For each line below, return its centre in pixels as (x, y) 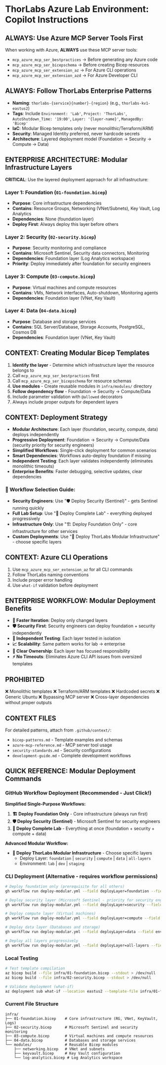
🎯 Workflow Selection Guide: (40, 490)
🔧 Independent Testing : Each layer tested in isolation (66, 638)
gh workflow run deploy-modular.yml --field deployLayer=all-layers (77, 945)
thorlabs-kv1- (136, 103)
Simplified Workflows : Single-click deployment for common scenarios (84, 451)
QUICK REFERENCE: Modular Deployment (70, 771)
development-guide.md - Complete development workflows (71, 755)
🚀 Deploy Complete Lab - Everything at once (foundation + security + (83, 828)
